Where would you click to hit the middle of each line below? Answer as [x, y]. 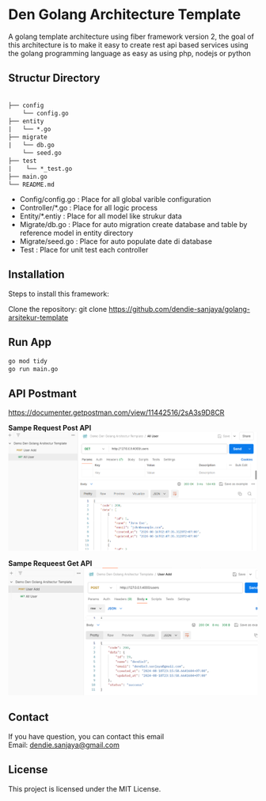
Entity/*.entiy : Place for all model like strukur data [101, 216]
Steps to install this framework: [59, 294]
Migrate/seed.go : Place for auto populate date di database [116, 241]
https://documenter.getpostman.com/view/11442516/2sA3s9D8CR [116, 412]
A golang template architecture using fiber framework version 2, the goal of [131, 36]
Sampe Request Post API [50, 428]
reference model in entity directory [76, 233]
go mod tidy [28, 362]
